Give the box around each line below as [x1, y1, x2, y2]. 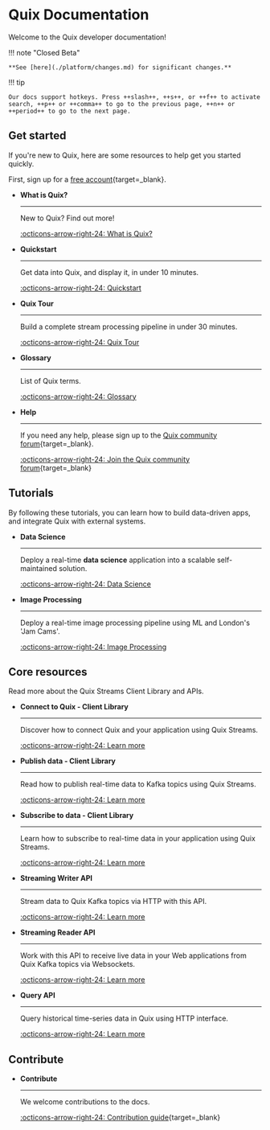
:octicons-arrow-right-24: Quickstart [19, 283, 142, 293]
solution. [59, 563, 88, 573]
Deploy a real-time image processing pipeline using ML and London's [19, 618, 251, 627]
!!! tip [8, 77, 26, 87]
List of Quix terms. [19, 376, 82, 385]
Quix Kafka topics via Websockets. [19, 959, 135, 969]
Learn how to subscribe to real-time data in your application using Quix [19, 834, 256, 844]
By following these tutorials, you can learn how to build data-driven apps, [8, 507, 251, 517]
